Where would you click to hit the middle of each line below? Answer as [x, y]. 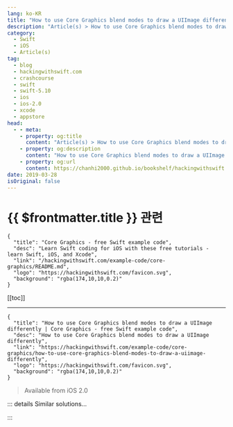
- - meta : [27, 130]
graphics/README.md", [38, 267]
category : [21, 33]
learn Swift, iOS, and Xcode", [52, 255]
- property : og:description [60, 149]
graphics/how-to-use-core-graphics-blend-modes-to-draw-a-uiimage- [107, 354]
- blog [23, 65]
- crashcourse [34, 78]
